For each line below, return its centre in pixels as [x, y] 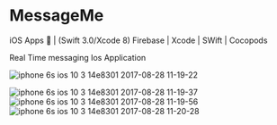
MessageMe [57, 16]
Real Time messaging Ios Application [78, 57]
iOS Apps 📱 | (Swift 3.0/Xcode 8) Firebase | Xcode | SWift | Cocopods [138, 40]
